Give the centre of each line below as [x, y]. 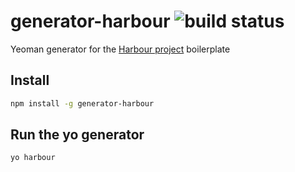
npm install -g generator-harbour [82, 103]
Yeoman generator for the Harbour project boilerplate [120, 49]
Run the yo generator [77, 135]
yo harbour [33, 158]
